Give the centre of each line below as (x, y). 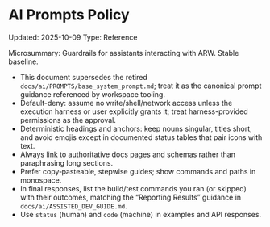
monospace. (41, 180)
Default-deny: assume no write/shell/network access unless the (126, 103)
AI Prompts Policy (69, 15)
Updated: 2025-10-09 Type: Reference (73, 37)
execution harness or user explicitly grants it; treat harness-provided (134, 111)
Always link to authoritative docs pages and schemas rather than (128, 154)
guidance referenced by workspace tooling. (92, 94)
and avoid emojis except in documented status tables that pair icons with (141, 137)
